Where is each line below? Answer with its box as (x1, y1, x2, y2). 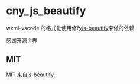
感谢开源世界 (6, 37, 37, 44)
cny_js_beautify (6, 4, 86, 18)
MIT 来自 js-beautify (6, 71, 54, 78)
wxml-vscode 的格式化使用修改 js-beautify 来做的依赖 (6, 24, 135, 31)
